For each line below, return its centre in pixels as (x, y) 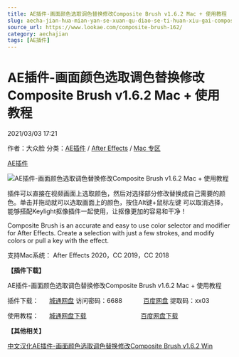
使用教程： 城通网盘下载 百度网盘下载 (93, 316)
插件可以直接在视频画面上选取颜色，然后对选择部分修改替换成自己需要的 (113, 193)
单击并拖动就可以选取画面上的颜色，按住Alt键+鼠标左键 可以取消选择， (123, 203)
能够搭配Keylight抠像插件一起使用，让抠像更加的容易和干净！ (97, 211)
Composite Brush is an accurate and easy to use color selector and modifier (119, 225)
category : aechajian (38, 34)
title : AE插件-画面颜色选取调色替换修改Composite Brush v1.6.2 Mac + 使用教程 (117, 14)
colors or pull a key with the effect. (58, 241)
